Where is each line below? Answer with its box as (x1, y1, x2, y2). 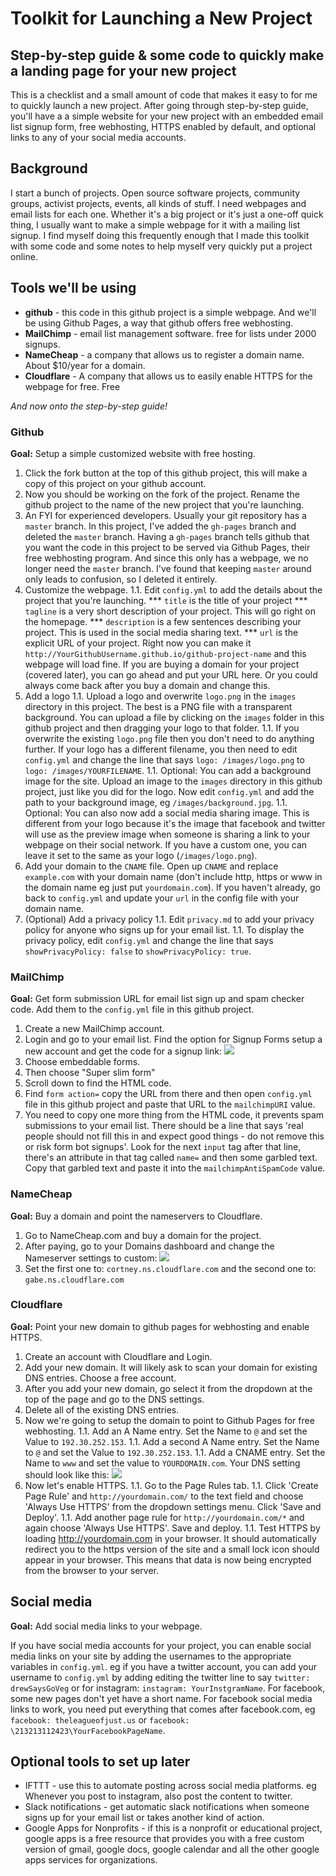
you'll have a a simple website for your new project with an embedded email (10, 110, 324, 122)
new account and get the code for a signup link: (24, 1045, 222, 1057)
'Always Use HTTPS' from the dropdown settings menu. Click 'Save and (24, 1500, 322, 1512)
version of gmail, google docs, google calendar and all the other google (24, 1843, 320, 1856)
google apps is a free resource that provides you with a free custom (24, 1833, 305, 1845)
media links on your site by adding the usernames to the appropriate (10, 1650, 292, 1662)
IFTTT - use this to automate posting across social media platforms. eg (24, 1780, 317, 1792)
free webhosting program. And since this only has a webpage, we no (24, 552, 309, 564)
